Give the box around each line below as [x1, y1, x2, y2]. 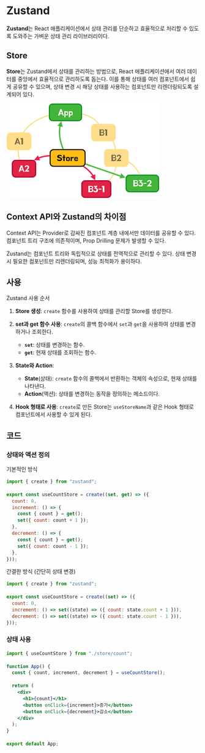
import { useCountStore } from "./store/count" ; [6, 650, 133, 656]
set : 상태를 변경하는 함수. [24, 341, 85, 349]
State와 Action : [15, 362, 54, 369]
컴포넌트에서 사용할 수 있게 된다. [15, 411, 92, 418]
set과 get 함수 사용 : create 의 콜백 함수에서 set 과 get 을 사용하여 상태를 [15, 320, 185, 328]
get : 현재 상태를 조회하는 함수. [24, 349, 97, 356]
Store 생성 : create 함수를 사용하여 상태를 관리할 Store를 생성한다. [15, 308, 173, 315]
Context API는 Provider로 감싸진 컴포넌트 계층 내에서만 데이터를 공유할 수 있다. [6, 229, 196, 236]
